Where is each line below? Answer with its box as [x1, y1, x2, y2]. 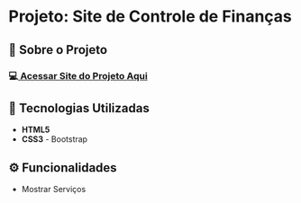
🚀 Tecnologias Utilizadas [8, 101, 150, 116]
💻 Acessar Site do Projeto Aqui [8, 69, 148, 82]
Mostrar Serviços [21, 184, 87, 195]
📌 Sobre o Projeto [8, 42, 108, 57]
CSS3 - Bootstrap [21, 134, 87, 145]
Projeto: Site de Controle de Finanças [8, 6, 292, 27]
